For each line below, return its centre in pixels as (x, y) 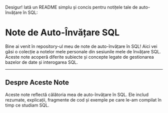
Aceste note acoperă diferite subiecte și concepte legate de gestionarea (79, 57)
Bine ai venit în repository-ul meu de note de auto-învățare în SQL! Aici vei (81, 46)
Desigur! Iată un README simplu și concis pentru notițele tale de (71, 7)
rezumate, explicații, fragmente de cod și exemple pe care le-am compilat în (83, 100)
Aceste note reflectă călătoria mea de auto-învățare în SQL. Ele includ (77, 95)
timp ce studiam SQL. (27, 105)
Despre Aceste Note (37, 82)
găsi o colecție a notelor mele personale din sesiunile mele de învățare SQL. (83, 51)
